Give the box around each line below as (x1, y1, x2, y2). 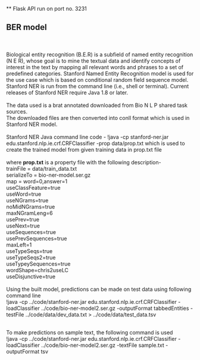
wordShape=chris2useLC (6, 266, 68, 273)
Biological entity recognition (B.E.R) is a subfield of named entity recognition (6, 51, 193, 58)
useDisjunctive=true (6, 273, 55, 280)
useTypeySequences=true (6, 260, 71, 267)
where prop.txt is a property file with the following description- (6, 158, 162, 166)
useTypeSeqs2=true (6, 254, 56, 261)
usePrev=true (6, 216, 40, 223)
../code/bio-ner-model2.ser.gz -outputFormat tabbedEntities (40, 304, 189, 312)
